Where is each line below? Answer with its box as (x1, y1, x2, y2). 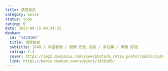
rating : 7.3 (9, 49, 35, 54)
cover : (9, 53, 23, 59)
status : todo (5, 16, 32, 21)
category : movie (5, 12, 39, 17)
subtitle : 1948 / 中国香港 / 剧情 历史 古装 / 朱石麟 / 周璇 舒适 (9, 44, 138, 49)
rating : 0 (5, 21, 26, 26)
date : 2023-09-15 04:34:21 (5, 26, 61, 31)
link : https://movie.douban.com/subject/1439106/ (9, 58, 115, 63)
